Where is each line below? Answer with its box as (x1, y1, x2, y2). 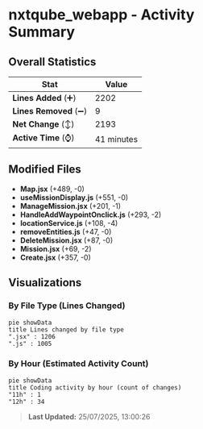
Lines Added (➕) (12, 93, 77, 103)
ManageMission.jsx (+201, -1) (19, 201, 122, 210)
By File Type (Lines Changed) (8, 300, 126, 311)
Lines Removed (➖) (12, 106, 87, 116)
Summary (8, 23, 75, 41)
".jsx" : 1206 (8, 332, 56, 340)
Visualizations (8, 276, 82, 289)
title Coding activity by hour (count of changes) (8, 383, 182, 392)
